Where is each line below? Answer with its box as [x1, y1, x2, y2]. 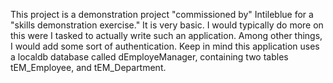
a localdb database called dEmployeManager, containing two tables [10, 51, 289, 63]
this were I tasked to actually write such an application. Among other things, [10, 30, 323, 41]
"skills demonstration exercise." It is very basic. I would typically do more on [10, 19, 324, 31]
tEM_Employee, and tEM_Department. [10, 62, 167, 73]
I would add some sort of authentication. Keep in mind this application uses [10, 40, 320, 52]
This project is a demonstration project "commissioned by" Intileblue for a [10, 9, 314, 20]
